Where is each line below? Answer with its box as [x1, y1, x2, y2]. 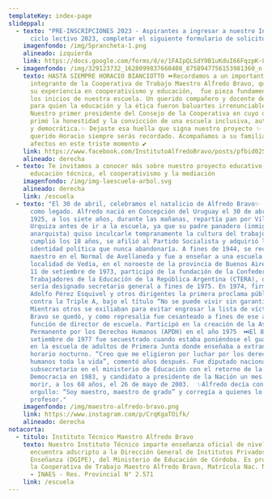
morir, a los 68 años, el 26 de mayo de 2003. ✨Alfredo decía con [29, 380, 264, 388]
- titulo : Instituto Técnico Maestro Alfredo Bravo [15, 433, 194, 441]
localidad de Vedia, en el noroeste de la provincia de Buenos [29, 260, 249, 268]
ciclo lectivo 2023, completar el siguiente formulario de [29, 34, 233, 43]
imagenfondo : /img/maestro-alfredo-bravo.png [23, 403, 180, 411]
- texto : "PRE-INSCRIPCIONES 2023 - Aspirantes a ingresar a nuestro [15, 27, 255, 35]
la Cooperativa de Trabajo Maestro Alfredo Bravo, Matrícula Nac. [29, 463, 259, 472]
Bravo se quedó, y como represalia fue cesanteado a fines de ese [29, 312, 259, 320]
